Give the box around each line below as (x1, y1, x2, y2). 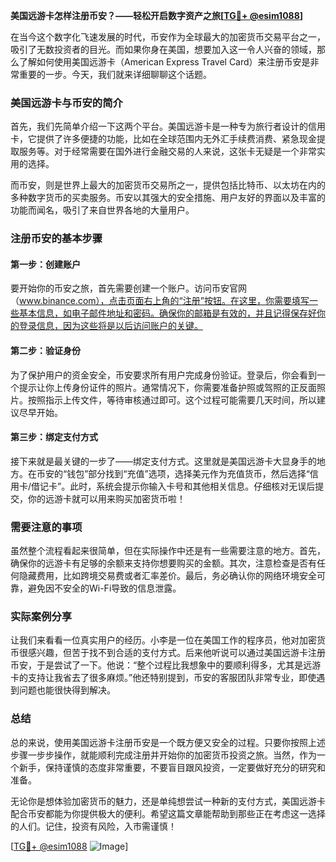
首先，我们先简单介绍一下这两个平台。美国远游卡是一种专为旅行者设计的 (10, 120, 308, 133)
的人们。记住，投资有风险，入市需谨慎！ (10, 820, 177, 832)
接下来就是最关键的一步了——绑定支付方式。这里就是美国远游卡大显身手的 (10, 455, 317, 467)
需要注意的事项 (10, 520, 83, 534)
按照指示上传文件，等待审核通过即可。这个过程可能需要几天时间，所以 (27, 394, 317, 406)
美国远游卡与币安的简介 (10, 95, 123, 109)
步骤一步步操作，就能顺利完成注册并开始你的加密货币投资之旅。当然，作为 (10, 749, 317, 761)
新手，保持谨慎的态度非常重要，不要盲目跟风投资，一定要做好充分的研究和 (18, 761, 326, 773)
